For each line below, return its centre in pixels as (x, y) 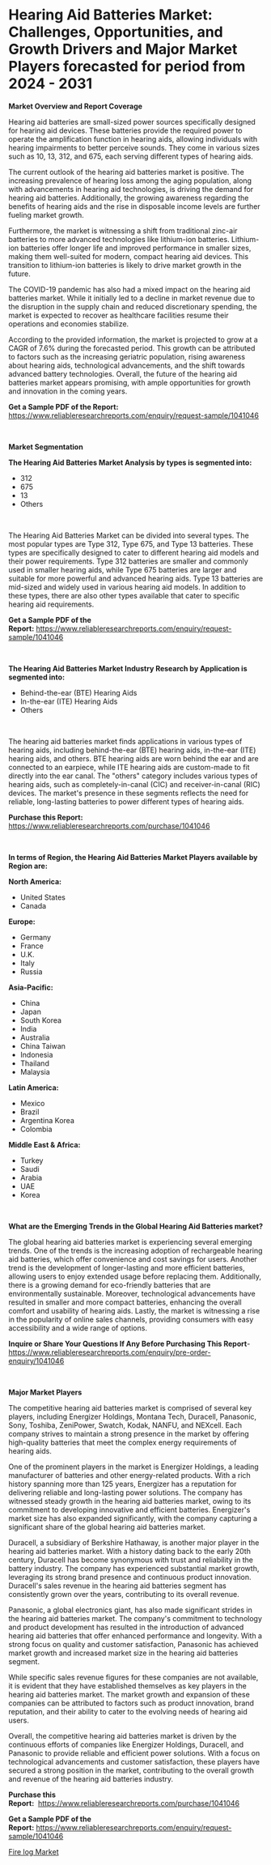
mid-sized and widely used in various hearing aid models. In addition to (127, 587)
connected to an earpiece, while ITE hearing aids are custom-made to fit (129, 767)
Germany (35, 937)
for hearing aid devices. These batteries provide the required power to (125, 130)
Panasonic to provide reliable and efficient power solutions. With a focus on (134, 1753)
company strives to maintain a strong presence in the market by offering (129, 1433)
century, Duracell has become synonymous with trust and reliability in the (131, 1560)
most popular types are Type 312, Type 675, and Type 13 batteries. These (131, 543)
